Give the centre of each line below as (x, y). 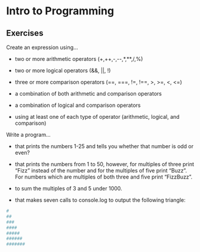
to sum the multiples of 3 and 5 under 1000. (68, 188)
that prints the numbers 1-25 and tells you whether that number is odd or (104, 146)
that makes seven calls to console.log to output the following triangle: (100, 200)
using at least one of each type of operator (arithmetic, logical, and (97, 117)
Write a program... (28, 135)
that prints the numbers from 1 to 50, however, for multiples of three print (104, 164)
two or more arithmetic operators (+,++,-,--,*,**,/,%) (79, 59)
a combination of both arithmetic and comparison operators (88, 93)
